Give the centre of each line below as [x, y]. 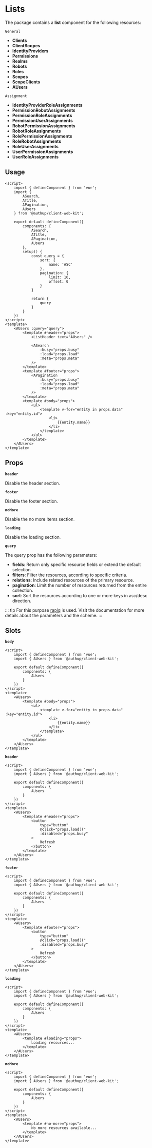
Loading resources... [53, 1043]
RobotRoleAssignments [37, 131]
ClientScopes [26, 45]
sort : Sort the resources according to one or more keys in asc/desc [80, 595]
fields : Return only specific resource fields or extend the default [76, 564]
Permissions [25, 56]
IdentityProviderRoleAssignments [47, 105]
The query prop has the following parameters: [51, 555]
